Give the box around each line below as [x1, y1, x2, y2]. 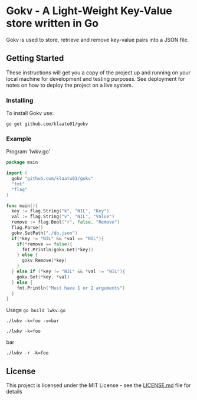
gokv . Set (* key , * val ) [17, 274, 70, 280]
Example [6, 135, 32, 143]
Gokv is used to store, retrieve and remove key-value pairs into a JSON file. [6, 36, 189, 43]
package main [6, 159, 38, 166]
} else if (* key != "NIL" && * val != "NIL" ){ [11, 268, 126, 275]
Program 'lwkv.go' [6, 148, 51, 155]
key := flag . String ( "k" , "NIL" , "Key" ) [11, 208, 110, 214]
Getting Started [6, 53, 64, 63]
